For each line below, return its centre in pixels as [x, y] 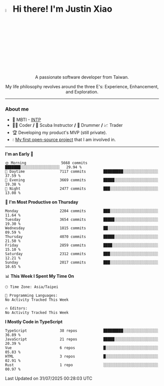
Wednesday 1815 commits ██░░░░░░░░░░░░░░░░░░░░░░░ [82, 228]
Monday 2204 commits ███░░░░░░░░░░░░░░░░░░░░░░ [82, 211]
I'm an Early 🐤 [19, 154]
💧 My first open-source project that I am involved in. [64, 140]
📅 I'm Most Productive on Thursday [42, 202]
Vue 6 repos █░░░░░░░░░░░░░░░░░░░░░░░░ [82, 348]
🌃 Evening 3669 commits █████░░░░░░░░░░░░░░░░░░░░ [82, 180]
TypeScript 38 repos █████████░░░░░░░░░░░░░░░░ [82, 331]
